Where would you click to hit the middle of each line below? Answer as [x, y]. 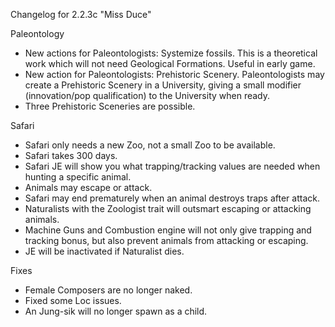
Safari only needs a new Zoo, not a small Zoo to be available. [150, 145]
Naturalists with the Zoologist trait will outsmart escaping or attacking [168, 208]
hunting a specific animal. [78, 177]
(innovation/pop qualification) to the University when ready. [147, 95]
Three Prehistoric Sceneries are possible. [110, 106]
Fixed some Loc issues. [73, 300]
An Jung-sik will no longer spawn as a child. [116, 311]
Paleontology [37, 33]
